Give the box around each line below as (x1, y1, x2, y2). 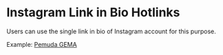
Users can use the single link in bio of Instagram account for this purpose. (6, 27, 216, 35)
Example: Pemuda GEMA (6, 40, 77, 48)
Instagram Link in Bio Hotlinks (6, 5, 180, 20)
